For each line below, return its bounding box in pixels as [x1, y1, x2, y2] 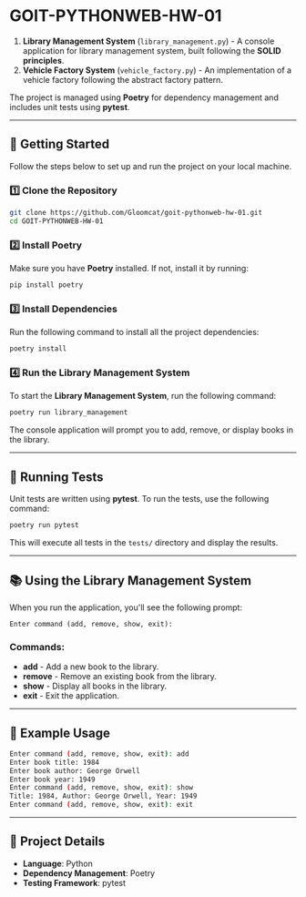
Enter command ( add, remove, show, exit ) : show [9, 783, 194, 792]
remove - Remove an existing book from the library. [22, 671, 217, 682]
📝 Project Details [9, 834, 106, 850]
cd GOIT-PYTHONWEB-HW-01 [9, 216, 104, 226]
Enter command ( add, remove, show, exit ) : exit [9, 800, 194, 810]
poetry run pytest [9, 521, 79, 530]
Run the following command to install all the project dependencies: [9, 327, 260, 338]
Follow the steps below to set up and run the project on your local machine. [9, 160, 292, 171]
